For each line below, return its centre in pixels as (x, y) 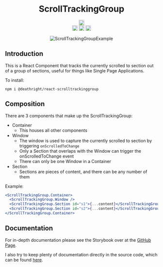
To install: (15, 80)
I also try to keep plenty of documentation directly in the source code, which (81, 254)
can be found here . (24, 260)
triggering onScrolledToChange (49, 146)
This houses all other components (53, 130)
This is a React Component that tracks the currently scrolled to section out (79, 65)
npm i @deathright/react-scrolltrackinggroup (52, 89)
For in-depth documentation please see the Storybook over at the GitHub (78, 240)
